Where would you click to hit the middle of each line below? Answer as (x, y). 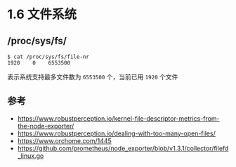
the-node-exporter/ (46, 126)
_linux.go (31, 156)
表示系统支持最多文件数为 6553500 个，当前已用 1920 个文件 (93, 77)
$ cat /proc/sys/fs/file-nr (48, 57)
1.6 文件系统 (42, 14)
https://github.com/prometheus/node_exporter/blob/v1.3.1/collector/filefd (123, 148)
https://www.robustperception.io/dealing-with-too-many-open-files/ (116, 133)
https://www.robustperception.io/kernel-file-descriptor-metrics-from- (118, 118)
